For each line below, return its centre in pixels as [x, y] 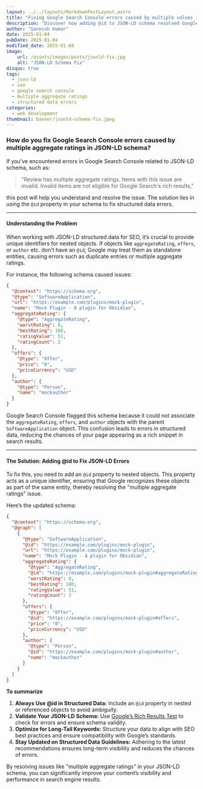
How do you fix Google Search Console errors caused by [91, 140]
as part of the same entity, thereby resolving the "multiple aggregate [92, 487]
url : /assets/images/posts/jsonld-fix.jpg [71, 57]
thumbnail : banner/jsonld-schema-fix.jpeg [60, 119]
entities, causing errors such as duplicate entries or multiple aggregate [94, 256]
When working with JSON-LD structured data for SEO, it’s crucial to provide [100, 237]
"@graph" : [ [27, 528]
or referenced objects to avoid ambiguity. [66, 710]
